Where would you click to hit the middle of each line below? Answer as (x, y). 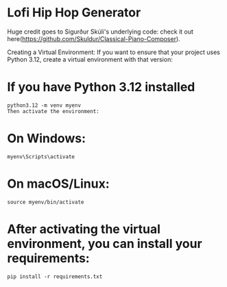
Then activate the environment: (53, 111)
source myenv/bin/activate (46, 202)
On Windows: (46, 139)
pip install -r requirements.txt (55, 276)
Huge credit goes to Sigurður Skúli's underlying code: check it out (100, 32)
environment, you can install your (105, 244)
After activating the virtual (84, 229)
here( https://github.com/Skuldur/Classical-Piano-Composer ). (94, 38)
